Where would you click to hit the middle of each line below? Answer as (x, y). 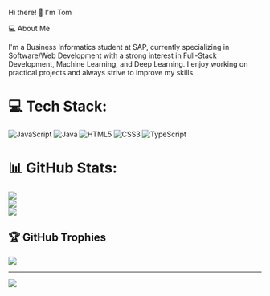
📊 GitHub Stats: (63, 168)
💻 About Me (29, 28)
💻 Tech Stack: (58, 106)
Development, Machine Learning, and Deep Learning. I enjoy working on (128, 64)
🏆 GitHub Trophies (57, 238)
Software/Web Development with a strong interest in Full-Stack (112, 55)
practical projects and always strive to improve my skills (101, 73)
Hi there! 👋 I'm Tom (40, 12)
